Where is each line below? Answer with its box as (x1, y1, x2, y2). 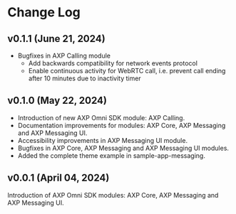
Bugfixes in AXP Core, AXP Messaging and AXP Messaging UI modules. (17, 144, 230, 152)
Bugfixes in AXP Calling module (17, 51, 111, 60)
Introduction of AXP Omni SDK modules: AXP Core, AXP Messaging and (7, 191, 219, 199)
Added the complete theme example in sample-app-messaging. (17, 151, 205, 160)
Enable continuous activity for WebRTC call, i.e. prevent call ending (28, 67, 226, 75)
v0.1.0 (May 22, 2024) (7, 95, 107, 107)
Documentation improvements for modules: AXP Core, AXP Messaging (17, 121, 226, 129)
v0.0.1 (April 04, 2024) (7, 172, 110, 184)
